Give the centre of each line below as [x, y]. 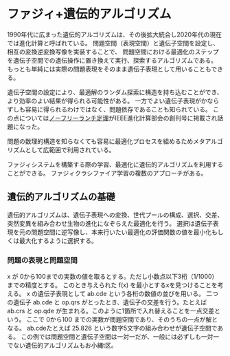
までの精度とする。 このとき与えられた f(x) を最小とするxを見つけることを [112, 285]
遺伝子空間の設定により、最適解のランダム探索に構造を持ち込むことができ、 [115, 92]
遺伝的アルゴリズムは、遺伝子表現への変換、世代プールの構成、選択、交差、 [115, 215]
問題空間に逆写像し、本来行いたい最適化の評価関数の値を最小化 [121, 232]
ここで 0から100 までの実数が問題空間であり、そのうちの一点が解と [122, 320]
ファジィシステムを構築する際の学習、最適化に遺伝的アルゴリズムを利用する [115, 164]
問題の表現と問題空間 [42, 260]
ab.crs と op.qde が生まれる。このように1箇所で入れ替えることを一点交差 [111, 311]
